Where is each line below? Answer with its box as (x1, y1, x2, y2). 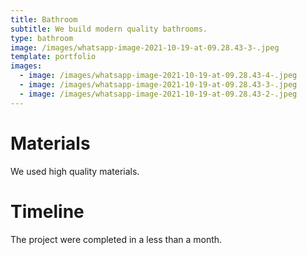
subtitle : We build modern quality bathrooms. (10, 24, 208, 34)
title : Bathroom (10, 14, 78, 25)
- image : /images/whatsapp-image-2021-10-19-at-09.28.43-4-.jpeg (19, 71, 298, 81)
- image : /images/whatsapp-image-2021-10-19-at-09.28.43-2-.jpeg (19, 89, 298, 99)
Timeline (10, 200, 85, 223)
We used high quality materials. (10, 165, 140, 177)
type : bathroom (10, 33, 74, 43)
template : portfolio (10, 52, 97, 62)
